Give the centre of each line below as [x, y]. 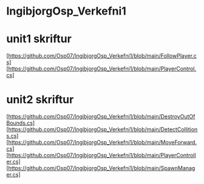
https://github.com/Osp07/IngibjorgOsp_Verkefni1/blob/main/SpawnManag [102, 168]
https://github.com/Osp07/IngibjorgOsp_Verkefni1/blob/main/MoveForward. [103, 142]
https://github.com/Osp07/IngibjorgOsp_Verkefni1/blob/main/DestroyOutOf [102, 117]
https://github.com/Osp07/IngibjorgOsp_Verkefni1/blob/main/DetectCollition [103, 129]
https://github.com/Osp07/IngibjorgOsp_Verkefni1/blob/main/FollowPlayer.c [103, 56]
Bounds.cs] [21, 123]
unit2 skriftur [40, 100]
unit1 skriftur [39, 39]
